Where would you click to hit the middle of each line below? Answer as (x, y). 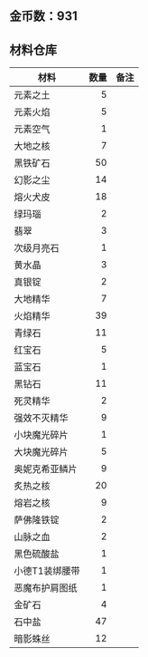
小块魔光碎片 (42, 435)
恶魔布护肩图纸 (46, 588)
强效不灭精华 (42, 418)
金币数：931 (44, 16)
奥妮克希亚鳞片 (46, 469)
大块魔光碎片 (42, 452)
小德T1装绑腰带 (47, 571)
